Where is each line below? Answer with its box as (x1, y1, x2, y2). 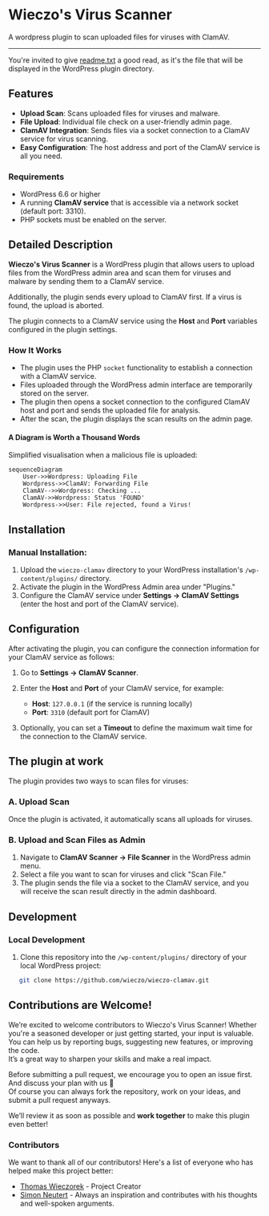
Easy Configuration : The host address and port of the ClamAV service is (19, 142, 260, 152)
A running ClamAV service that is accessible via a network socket (19, 198, 239, 208)
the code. (8, 1045, 40, 1055)
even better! (8, 1119, 49, 1129)
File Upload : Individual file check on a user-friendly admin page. (19, 116, 232, 126)
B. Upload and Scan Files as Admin (8, 834, 146, 845)
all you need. (19, 151, 62, 161)
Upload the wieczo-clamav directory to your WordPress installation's (19, 565, 243, 575)
